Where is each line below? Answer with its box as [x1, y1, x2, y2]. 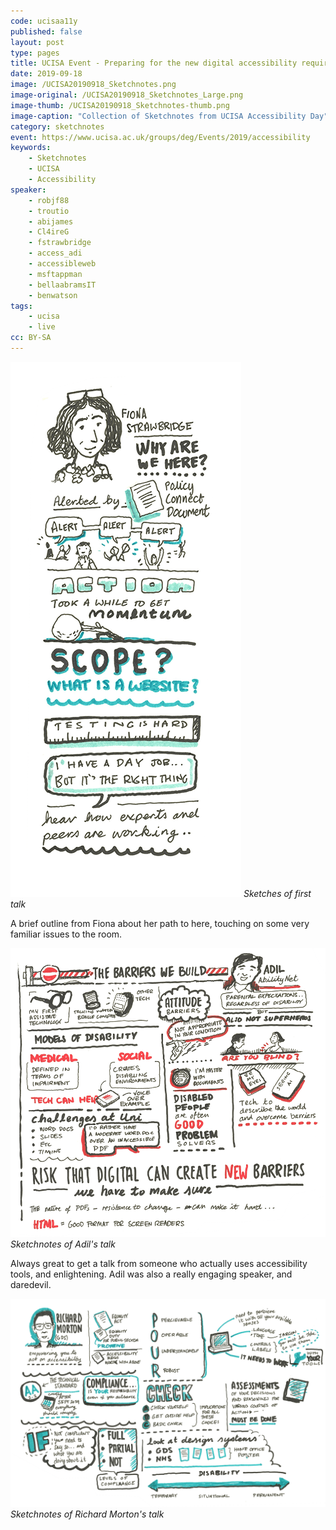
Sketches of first [243, 887, 312, 899]
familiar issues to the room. [10, 928, 123, 940]
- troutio [28, 206, 70, 216]
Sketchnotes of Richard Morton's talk [10, 1508, 165, 1520]
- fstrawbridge [28, 238, 92, 248]
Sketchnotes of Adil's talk [10, 1238, 116, 1250]
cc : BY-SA [10, 333, 52, 343]
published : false [10, 26, 83, 37]
